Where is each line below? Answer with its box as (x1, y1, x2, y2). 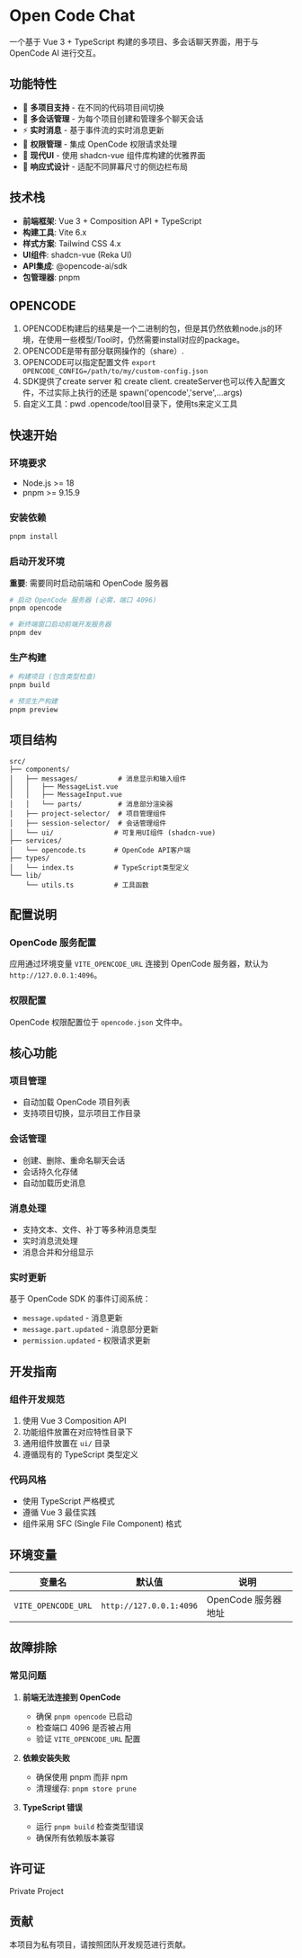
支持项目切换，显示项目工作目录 (22, 1108, 141, 1119)
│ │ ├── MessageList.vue (9, 782, 119, 791)
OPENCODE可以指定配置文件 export (22, 357, 156, 368)
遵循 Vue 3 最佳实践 (22, 1507, 97, 1518)
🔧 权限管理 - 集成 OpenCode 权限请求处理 (22, 139, 178, 149)
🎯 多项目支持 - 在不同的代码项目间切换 (22, 102, 164, 112)
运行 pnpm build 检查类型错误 (35, 1820, 145, 1831)
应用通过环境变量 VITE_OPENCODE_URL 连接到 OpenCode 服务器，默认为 (9, 959, 269, 970)
